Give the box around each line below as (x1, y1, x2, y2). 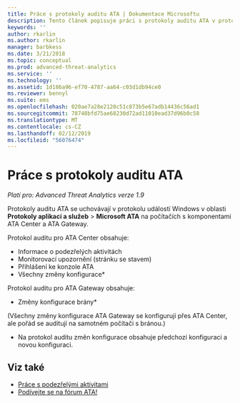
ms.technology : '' (7, 76, 62, 84)
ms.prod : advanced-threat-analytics (7, 63, 116, 71)
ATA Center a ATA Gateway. (7, 220, 89, 228)
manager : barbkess (7, 44, 62, 51)
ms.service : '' (7, 70, 53, 77)
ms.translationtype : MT (7, 116, 79, 123)
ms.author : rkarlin (7, 37, 66, 44)
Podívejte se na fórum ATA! (17, 388, 98, 396)
